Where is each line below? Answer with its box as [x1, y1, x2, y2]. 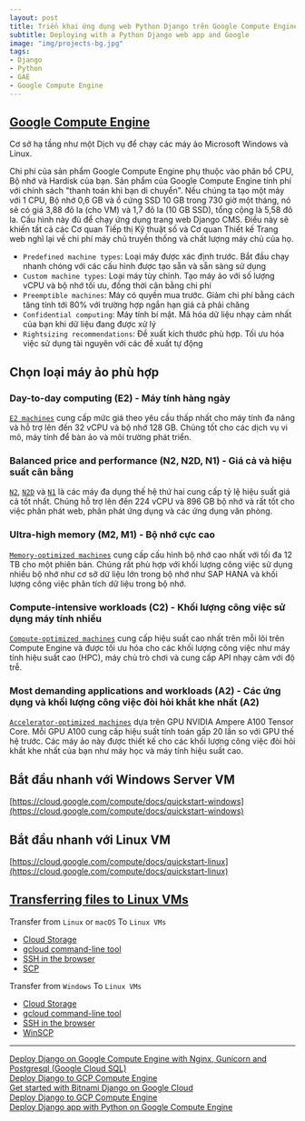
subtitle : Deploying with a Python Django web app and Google [9, 30, 250, 39]
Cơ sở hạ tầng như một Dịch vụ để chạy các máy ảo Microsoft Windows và [9, 138, 289, 150]
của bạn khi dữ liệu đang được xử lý [22, 319, 157, 330]
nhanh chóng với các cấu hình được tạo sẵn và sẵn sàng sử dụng [22, 261, 266, 272]
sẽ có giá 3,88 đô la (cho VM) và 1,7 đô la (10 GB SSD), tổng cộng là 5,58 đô [9, 205, 293, 215]
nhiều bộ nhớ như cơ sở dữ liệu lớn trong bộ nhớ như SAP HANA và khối [9, 568, 279, 579]
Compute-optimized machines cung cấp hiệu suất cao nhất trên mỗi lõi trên [9, 633, 285, 644]
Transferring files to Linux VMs [9, 892, 189, 907]
